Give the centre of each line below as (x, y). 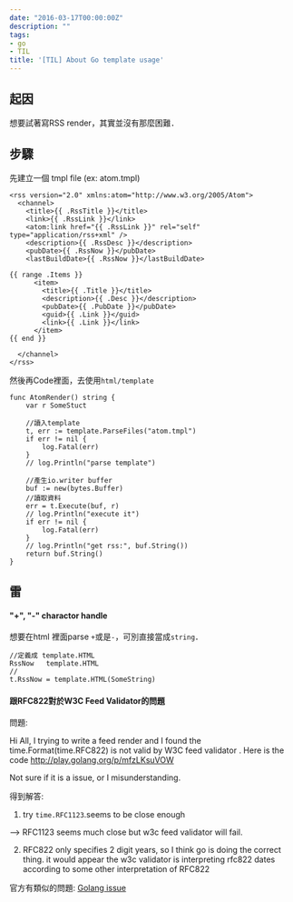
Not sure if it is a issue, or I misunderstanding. (95, 777)
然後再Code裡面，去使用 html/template (82, 380)
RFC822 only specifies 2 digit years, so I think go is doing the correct (151, 850)
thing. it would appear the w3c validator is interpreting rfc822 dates (149, 859)
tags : (20, 35)
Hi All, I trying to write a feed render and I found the (105, 741)
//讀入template (53, 423)
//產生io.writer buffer (69, 480)
